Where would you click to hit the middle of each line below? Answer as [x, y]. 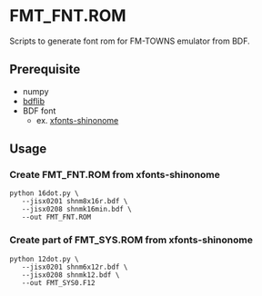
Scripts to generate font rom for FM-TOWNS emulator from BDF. [130, 41]
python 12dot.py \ [44, 259]
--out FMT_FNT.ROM [56, 217]
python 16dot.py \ [44, 193]
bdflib [34, 101]
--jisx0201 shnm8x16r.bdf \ [75, 202]
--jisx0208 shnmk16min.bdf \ [76, 210]
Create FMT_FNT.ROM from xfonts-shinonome [115, 175]
